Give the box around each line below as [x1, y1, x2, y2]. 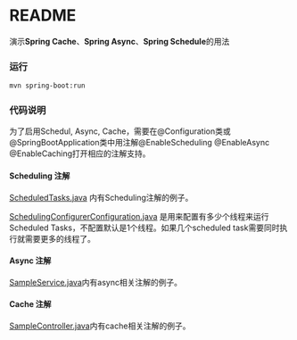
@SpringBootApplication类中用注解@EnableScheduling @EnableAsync [9, 137, 270, 148]
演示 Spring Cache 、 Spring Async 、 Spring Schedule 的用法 [9, 36, 230, 46]
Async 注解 [9, 255, 52, 266]
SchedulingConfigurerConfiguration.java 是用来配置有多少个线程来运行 [9, 211, 269, 221]
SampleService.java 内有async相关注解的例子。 [9, 277, 183, 287]
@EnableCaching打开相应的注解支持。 [9, 148, 151, 159]
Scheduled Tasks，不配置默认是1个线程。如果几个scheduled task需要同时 [9, 222, 280, 233]
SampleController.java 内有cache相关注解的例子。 [9, 320, 191, 331]
